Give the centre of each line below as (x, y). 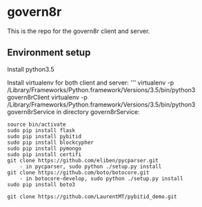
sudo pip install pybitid (44, 136)
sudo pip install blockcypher (51, 142)
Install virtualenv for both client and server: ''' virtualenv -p (91, 83)
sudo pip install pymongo (44, 149)
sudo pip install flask (41, 130)
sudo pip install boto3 (41, 184)
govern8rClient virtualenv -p (48, 97)
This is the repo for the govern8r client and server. (79, 31)
